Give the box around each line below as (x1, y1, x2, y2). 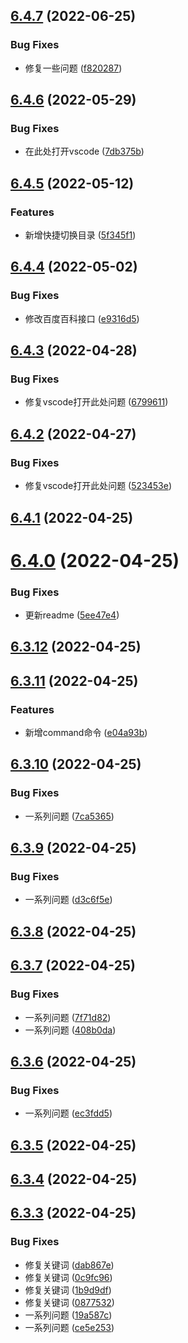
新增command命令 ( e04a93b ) (24, 727, 148, 739)
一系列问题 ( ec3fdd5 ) (24, 1107, 113, 1119)
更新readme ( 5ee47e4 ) (24, 609, 120, 621)
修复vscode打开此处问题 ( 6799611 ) (24, 396, 169, 408)
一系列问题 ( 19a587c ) (24, 1309, 113, 1321)
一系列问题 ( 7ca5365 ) (24, 810, 115, 822)
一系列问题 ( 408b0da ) (24, 1024, 117, 1036)
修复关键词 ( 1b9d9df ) (24, 1284, 112, 1296)
